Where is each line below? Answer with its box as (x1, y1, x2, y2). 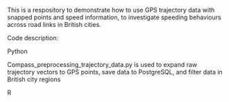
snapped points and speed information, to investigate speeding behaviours (7, 13, 221, 21)
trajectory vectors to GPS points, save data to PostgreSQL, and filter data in (7, 68, 223, 76)
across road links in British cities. (7, 21, 102, 28)
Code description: (7, 34, 59, 42)
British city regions (7, 75, 61, 83)
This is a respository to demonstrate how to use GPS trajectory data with (7, 6, 215, 14)
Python (7, 48, 28, 55)
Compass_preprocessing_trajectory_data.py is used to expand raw (7, 61, 198, 68)
